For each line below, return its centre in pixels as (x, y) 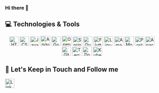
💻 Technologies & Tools (42, 24)
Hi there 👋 (17, 8)
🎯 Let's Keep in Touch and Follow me (62, 70)
